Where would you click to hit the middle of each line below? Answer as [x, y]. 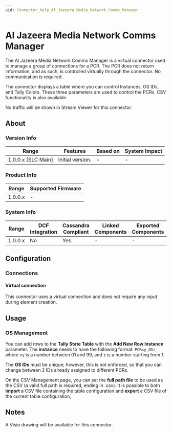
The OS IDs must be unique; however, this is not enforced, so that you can [84, 365]
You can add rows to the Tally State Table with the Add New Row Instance [84, 344]
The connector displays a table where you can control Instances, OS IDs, [82, 86]
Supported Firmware [56, 188]
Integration [44, 232]
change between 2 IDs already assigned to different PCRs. [67, 370]
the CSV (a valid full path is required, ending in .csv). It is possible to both [83, 385]
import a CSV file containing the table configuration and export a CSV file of [86, 391]
